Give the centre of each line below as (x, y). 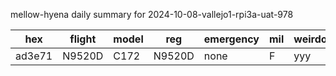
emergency (231, 39)
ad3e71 (34, 56)
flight (83, 39)
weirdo (310, 39)
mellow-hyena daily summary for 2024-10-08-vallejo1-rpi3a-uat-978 (152, 14)
